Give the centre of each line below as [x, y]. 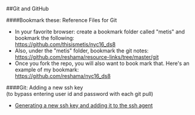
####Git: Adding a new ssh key [45, 88]
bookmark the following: [44, 38]
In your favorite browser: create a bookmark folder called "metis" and [100, 32]
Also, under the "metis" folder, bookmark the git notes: [81, 51]
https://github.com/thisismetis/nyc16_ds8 [65, 44]
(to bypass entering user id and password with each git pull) [80, 94]
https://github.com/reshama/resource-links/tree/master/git [87, 57]
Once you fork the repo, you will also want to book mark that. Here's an [102, 63]
